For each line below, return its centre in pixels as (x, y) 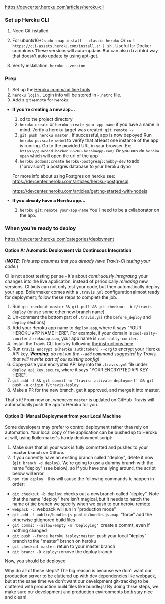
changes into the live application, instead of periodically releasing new (77, 281)
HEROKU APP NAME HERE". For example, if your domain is (72, 333)
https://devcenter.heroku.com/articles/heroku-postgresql (70, 181)
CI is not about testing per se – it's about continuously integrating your (77, 276)
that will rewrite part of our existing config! (56, 359)
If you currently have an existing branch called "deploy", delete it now (83, 458)
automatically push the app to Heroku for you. (52, 405)
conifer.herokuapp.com (35, 339)
